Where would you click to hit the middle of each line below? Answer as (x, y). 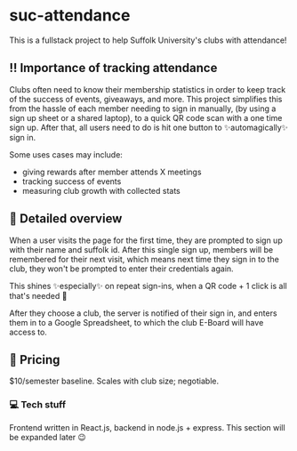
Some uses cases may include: (66, 154)
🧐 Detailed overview (66, 219)
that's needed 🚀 (38, 295)
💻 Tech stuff (38, 405)
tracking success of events (72, 181)
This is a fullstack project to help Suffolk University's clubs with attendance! (148, 40)
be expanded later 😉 (48, 437)
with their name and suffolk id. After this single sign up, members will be (141, 249)
